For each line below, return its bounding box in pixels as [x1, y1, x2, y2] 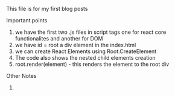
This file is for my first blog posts [6, 5, 88, 12]
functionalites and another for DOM [14, 35, 103, 42]
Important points [6, 17, 48, 24]
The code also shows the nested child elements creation [14, 54, 156, 61]
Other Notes [6, 72, 37, 79]
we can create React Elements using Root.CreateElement [14, 48, 157, 55]
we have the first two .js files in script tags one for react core [14, 28, 167, 36]
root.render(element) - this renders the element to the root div [14, 60, 170, 68]
